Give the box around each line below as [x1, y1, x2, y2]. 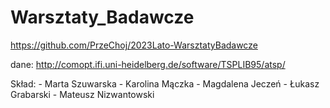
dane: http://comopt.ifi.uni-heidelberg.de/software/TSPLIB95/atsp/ [10, 58, 286, 70]
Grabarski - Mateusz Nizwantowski [10, 88, 155, 100]
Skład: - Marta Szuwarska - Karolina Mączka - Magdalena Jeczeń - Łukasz [10, 77, 320, 90]
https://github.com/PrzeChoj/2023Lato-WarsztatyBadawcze [10, 39, 258, 51]
